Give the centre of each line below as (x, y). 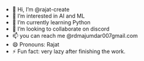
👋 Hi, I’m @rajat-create (41, 9)
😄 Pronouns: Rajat (36, 45)
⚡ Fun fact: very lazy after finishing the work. (69, 51)
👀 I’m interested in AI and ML (48, 16)
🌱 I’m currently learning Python (51, 22)
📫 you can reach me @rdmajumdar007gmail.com (75, 36)
